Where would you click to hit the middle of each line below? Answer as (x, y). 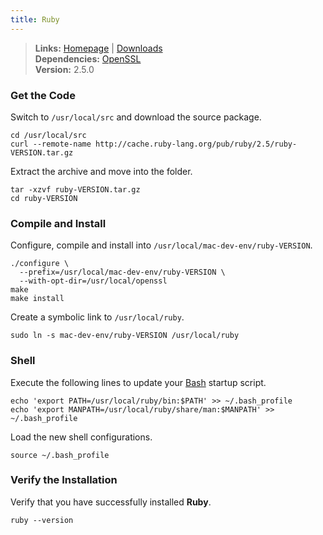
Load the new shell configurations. (81, 437)
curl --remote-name (51, 144)
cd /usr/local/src (48, 135)
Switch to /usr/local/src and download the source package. (136, 117)
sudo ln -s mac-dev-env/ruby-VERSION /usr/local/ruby (125, 336)
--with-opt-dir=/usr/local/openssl (93, 281)
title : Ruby (35, 19)
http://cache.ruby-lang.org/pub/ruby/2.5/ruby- (196, 144)
